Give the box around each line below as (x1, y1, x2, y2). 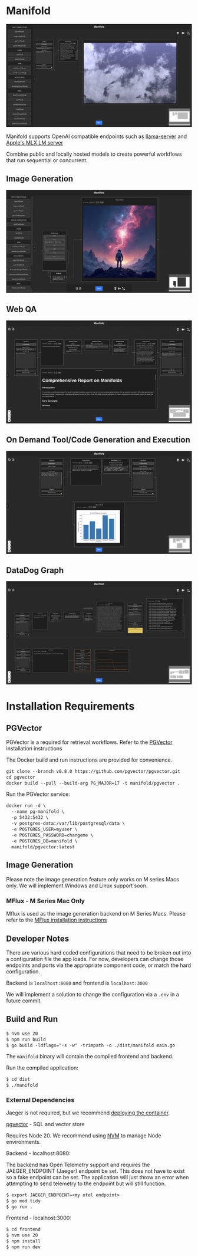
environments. (6, 1139, 41, 1146)
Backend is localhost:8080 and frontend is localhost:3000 (6, 979, 148, 986)
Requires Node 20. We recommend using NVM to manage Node (6, 1132, 161, 1139)
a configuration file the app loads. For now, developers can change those (6, 955, 184, 962)
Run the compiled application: (6, 1064, 78, 1071)
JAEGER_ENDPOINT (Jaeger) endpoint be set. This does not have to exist (6, 1168, 185, 1175)
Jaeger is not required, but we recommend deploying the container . (6, 1109, 170, 1116)
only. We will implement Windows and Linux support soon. (6, 882, 148, 889)
